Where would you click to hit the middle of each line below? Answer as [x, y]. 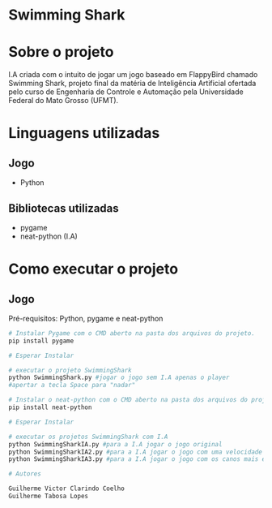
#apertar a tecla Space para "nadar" [72, 385]
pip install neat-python [50, 407]
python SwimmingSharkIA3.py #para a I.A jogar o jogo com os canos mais [134, 459]
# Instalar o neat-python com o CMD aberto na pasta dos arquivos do [128, 400]
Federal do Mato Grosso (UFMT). [64, 101]
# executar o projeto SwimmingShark [70, 370]
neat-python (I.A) [49, 236]
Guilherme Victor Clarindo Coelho [67, 489]
